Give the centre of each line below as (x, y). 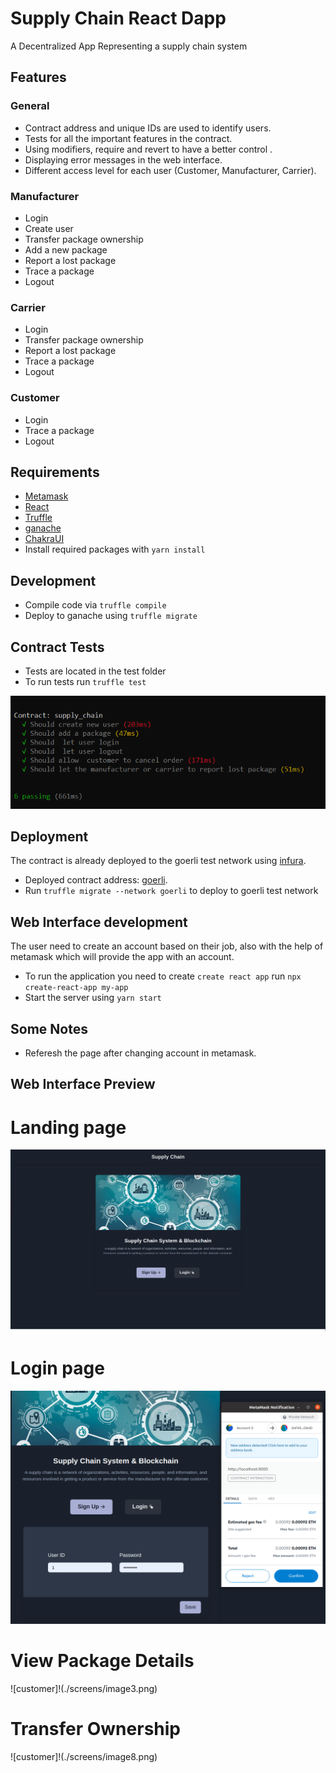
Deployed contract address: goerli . (96, 880)
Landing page (68, 1127)
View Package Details (102, 1661)
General (30, 106)
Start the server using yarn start (93, 998)
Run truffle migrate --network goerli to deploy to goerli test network (171, 891)
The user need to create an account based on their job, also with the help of (167, 946)
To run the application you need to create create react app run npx (163, 976)
